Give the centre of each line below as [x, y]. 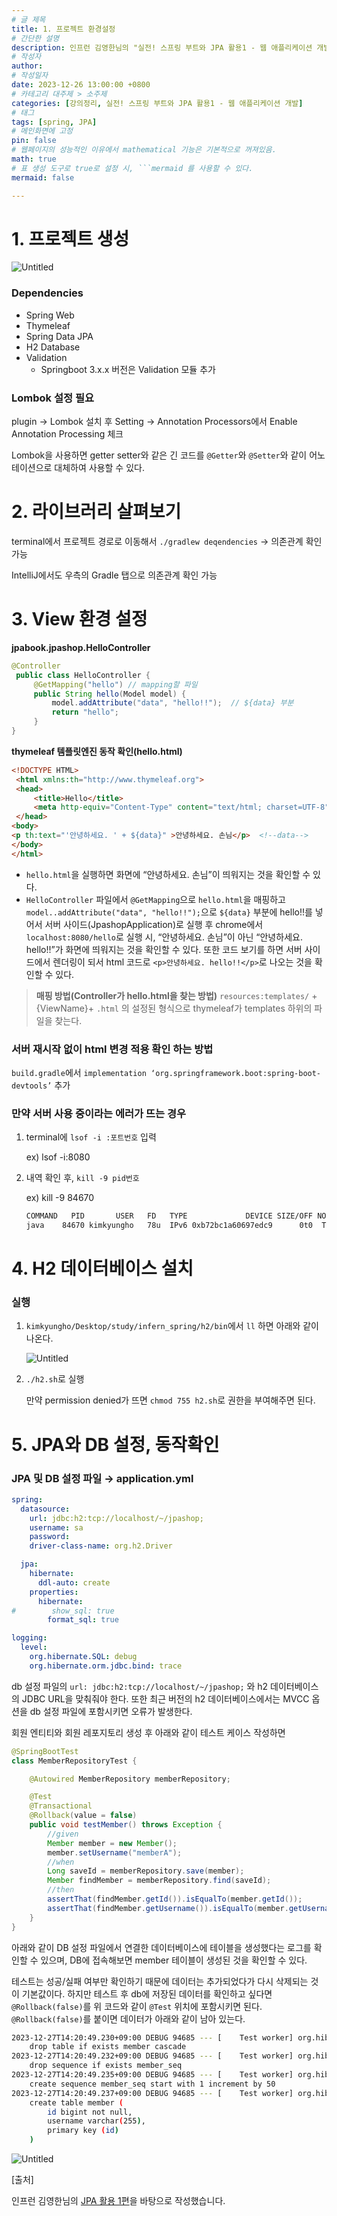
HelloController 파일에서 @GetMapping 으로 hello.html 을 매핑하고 [155, 899]
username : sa [56, 1527]
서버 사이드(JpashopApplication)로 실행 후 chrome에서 [154, 924]
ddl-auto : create [74, 1582]
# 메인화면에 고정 [42, 131]
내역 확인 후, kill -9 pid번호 [82, 1178]
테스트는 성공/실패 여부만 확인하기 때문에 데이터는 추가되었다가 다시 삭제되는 [160, 1981]
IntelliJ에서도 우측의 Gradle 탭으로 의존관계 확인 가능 [114, 575]
